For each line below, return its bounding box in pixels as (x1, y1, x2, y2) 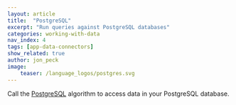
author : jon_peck (7, 57, 59, 64)
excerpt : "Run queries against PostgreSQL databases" (7, 23, 171, 31)
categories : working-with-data (7, 30, 100, 38)
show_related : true (7, 50, 65, 57)
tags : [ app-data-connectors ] (7, 43, 94, 50)
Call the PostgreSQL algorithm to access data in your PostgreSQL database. (7, 89, 230, 98)
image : (7, 63, 27, 70)
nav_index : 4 (7, 37, 46, 44)
